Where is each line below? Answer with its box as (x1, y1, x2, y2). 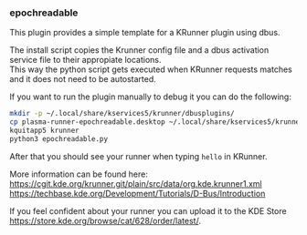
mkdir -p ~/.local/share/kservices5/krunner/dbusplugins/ (9, 109, 235, 118)
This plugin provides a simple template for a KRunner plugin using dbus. (9, 27, 281, 38)
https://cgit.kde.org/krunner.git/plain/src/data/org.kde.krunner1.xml (9, 178, 262, 189)
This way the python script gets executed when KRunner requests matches (9, 64, 292, 75)
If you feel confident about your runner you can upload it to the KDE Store (9, 205, 287, 216)
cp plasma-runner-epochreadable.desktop (9, 117, 166, 127)
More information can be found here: (9, 169, 148, 179)
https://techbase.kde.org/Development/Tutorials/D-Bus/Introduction (9, 188, 266, 199)
